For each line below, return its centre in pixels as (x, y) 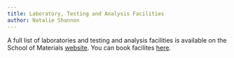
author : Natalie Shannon (43, 20)
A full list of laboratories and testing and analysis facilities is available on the (117, 40)
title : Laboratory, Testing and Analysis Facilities (86, 14)
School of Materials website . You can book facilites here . (89, 48)
